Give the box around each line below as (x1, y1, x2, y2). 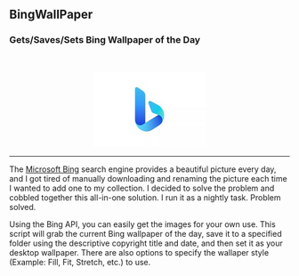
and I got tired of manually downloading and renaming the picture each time (9, 173, 287, 183)
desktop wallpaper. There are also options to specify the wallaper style (9, 247, 270, 257)
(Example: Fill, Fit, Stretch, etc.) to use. (9, 256, 151, 267)
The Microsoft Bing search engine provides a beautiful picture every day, (9, 164, 277, 175)
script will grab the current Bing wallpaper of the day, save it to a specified (9, 228, 282, 239)
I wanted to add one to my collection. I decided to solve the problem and (9, 183, 275, 193)
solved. (9, 201, 36, 212)
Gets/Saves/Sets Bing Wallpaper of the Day (9, 34, 201, 46)
